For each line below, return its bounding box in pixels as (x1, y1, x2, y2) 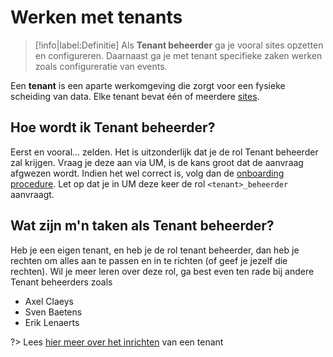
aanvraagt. (10, 188, 55, 200)
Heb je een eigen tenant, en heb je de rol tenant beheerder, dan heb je (10, 244, 300, 256)
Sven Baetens (24, 306, 83, 318)
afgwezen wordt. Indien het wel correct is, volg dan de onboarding (10, 167, 285, 179)
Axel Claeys (24, 295, 74, 307)
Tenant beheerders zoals (10, 276, 113, 288)
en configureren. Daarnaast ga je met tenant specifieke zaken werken (34, 49, 323, 61)
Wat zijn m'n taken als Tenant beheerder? (10, 217, 275, 235)
